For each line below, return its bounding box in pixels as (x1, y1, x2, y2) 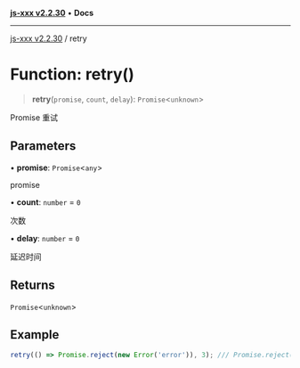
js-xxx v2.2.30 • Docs (10, 8, 94, 18)
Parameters (10, 138, 77, 154)
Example (10, 327, 60, 342)
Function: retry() (10, 64, 134, 85)
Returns (10, 278, 56, 293)
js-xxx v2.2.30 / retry (10, 33, 87, 44)
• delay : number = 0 (10, 233, 80, 243)
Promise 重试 (10, 111, 59, 123)
